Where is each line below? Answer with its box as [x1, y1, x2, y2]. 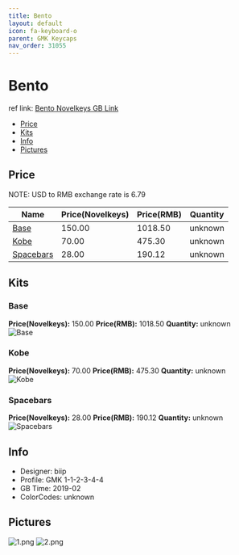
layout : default [8, 19, 63, 27]
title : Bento [8, 11, 52, 20]
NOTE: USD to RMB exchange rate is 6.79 [8, 189, 146, 199]
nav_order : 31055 [8, 42, 67, 50]
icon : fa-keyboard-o [8, 27, 78, 35]
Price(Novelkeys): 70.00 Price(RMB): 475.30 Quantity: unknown [8, 365, 226, 376]
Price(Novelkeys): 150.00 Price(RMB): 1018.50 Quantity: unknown [8, 318, 231, 328]
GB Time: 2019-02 [19, 483, 81, 493]
